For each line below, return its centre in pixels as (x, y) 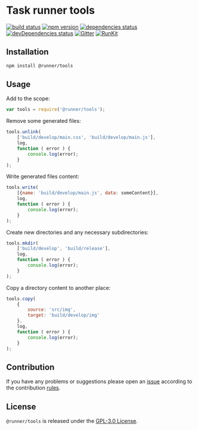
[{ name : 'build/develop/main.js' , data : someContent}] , (88, 193)
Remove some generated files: (44, 121)
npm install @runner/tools (40, 66)
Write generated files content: (43, 177)
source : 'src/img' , (52, 310)
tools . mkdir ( (22, 243)
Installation (27, 52)
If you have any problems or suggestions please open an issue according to (99, 382)
